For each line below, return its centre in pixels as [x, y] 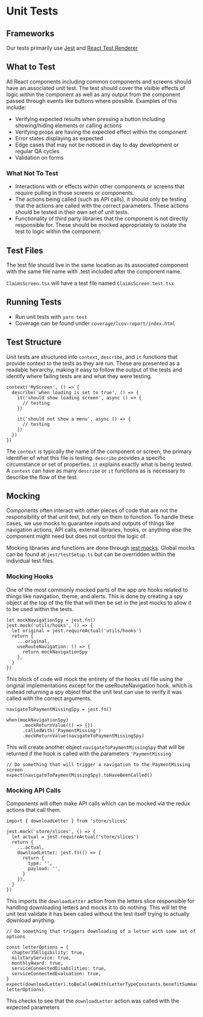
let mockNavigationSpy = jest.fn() [51, 620]
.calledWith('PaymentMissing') [62, 730]
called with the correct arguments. [49, 698]
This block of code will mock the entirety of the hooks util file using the [95, 679]
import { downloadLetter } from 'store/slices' [67, 821]
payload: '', [44, 868]
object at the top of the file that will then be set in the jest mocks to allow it [99, 603]
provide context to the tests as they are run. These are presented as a [93, 363]
